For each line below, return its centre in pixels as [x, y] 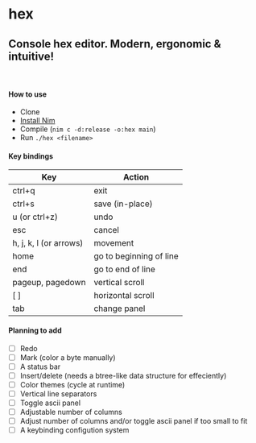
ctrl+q [24, 191]
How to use [27, 94]
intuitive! [31, 56]
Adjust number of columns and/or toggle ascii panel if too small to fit [134, 421]
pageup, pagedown [49, 283]
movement [114, 243]
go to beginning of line [136, 256]
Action [136, 177]
